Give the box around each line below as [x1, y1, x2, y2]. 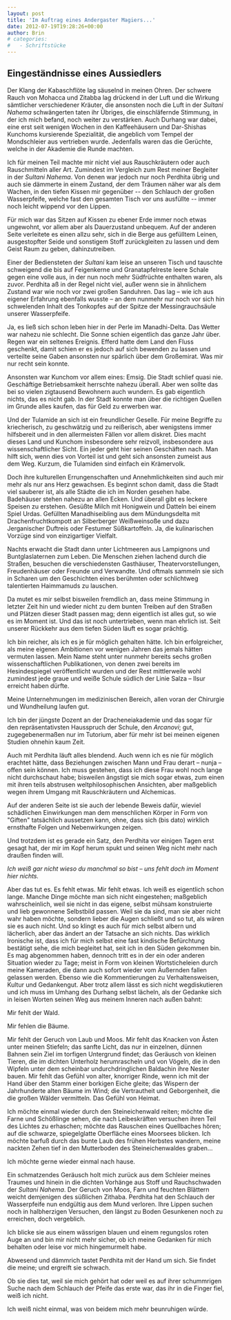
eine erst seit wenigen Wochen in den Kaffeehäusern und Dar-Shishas [7, 122, 207, 131]
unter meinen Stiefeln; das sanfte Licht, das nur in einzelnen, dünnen [7, 1043, 202, 1051]
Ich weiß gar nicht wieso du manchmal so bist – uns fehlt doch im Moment [7, 864, 219, 873]
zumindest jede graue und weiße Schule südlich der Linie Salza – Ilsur [7, 674, 205, 682]
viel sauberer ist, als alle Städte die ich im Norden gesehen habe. [7, 487, 192, 495]
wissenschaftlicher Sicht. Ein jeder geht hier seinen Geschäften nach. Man [7, 444, 219, 453]
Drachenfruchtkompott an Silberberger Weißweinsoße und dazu [7, 517, 190, 525]
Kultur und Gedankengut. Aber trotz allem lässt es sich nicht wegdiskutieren [7, 981, 223, 989]
